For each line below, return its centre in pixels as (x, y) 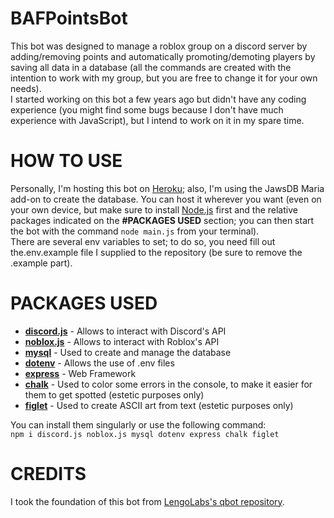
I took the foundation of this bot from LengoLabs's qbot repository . (147, 501)
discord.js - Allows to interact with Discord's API (125, 331)
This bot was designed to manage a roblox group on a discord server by (159, 46)
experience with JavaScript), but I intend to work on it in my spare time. (157, 120)
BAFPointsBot (69, 18)
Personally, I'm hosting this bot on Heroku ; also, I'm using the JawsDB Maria (167, 188)
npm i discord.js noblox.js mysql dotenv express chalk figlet (145, 434)
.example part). (41, 263)
